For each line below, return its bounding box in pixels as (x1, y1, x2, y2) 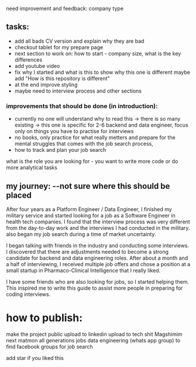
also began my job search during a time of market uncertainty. (6, 230, 156, 237)
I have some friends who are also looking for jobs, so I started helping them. (6, 278, 189, 285)
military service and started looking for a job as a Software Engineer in (6, 212, 176, 219)
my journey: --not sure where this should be (6, 181, 170, 191)
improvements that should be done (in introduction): (6, 102, 158, 110)
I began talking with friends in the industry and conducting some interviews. (6, 242, 190, 249)
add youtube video (14, 62, 60, 69)
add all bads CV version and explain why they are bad (14, 38, 145, 45)
